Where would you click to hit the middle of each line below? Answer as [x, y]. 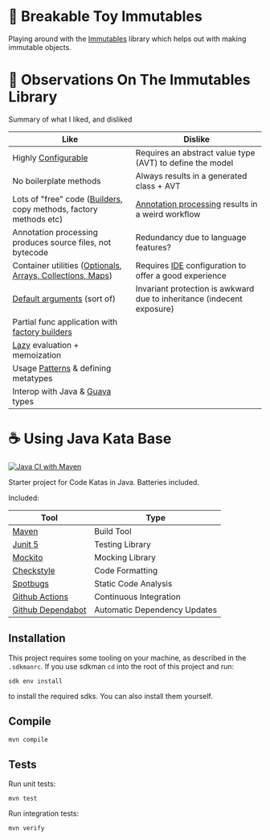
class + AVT [158, 186]
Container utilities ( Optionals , [67, 265]
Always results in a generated [191, 176]
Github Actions [40, 597]
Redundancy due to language [191, 237]
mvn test [23, 799]
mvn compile [28, 740]
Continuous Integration [137, 597]
